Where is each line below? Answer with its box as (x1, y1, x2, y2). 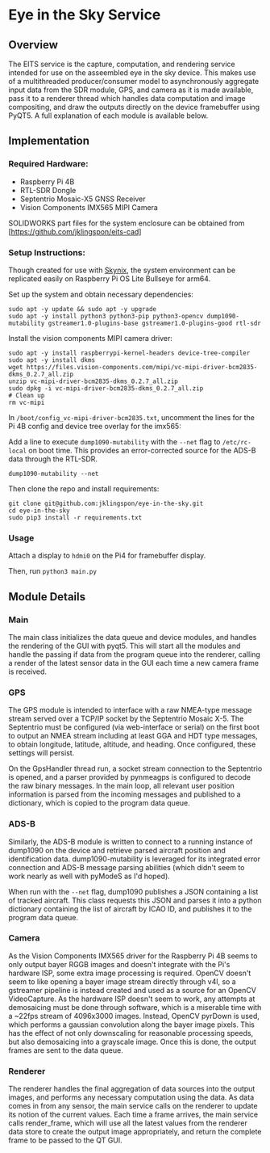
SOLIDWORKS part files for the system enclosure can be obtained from (8, 218, 245, 228)
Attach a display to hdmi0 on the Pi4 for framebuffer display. (8, 551, 206, 561)
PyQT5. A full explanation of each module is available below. (8, 111, 209, 120)
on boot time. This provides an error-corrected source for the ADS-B (27, 445, 256, 455)
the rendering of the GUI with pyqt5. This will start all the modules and (8, 641, 241, 650)
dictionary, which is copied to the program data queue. (8, 798, 191, 808)
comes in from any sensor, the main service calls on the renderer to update (8, 1101, 258, 1111)
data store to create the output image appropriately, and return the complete (8, 1127, 262, 1137)
